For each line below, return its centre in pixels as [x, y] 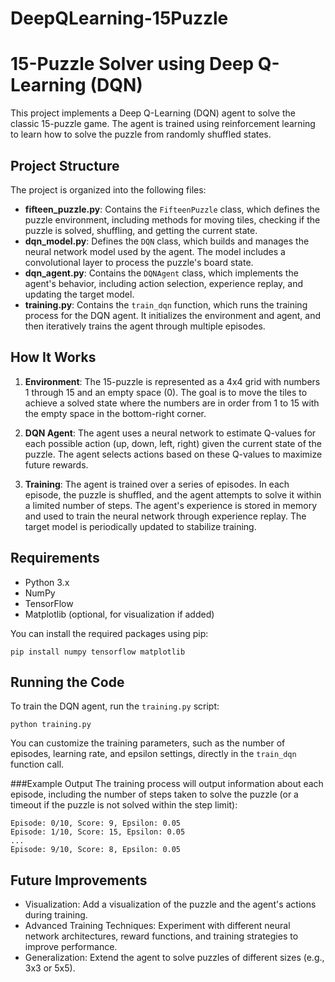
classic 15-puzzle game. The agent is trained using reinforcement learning [163, 124]
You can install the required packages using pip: [109, 633]
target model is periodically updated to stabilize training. [140, 526]
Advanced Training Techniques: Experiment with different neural [157, 926]
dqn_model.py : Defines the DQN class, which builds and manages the [167, 241]
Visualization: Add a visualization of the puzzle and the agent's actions [170, 904]
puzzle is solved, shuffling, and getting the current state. [141, 230]
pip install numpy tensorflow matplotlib [98, 652]
